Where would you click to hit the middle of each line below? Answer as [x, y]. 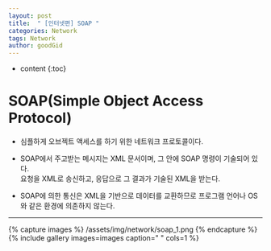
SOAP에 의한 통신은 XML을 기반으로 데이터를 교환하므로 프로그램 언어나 [133, 196]
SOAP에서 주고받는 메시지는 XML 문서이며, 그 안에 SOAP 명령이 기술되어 [135, 158]
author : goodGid [35, 46]
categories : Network [43, 31]
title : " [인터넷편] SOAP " [54, 23]
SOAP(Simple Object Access [106, 101]
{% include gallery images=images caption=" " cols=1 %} [104, 238]
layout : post [30, 16]
